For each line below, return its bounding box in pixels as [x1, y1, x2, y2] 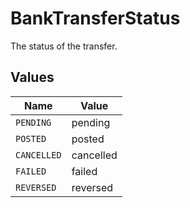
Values [10, 69, 55, 86]
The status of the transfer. [10, 40, 118, 52]
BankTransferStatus [10, 7, 181, 30]
